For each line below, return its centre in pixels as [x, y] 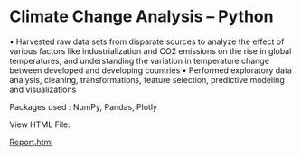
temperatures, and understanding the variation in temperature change [139, 60]
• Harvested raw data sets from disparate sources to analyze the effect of [147, 41]
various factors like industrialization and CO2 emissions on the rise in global [150, 50]
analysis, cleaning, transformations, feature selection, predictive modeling [147, 79]
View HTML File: [40, 124]
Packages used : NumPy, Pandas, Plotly [84, 106]
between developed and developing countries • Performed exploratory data [150, 70]
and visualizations [43, 89]
